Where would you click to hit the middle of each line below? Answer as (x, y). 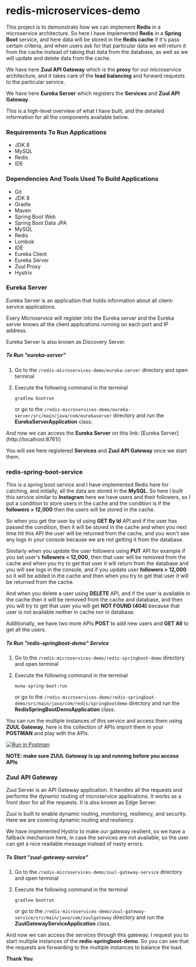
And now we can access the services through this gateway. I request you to (97, 935)
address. (17, 330)
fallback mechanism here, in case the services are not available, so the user (97, 838)
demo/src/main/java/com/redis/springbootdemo (71, 704)
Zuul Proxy (27, 266)
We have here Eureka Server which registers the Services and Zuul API (93, 93)
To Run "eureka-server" (36, 355)
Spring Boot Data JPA (41, 223)
